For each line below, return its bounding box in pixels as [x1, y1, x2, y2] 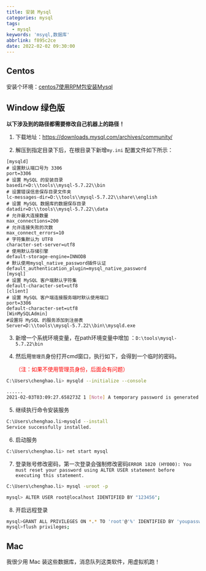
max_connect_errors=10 [6, 229, 64, 236]
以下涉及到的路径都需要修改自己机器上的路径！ [6, 120, 124, 128]
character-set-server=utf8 [6, 242, 75, 248]
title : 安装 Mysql [6, 9, 51, 15]
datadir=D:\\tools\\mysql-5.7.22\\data [6, 206, 109, 212]
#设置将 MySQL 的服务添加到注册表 [6, 317, 83, 323]
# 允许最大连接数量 [6, 212, 49, 218]
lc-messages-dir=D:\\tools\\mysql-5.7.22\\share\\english [6, 194, 158, 200]
